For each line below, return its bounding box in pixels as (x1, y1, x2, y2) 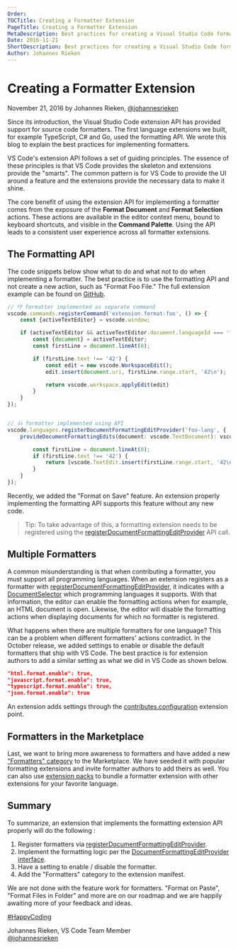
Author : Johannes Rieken (7, 50, 81, 57)
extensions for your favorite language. (7, 780, 119, 788)
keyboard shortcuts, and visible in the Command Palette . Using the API (7, 220, 216, 229)
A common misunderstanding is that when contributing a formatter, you (7, 567, 216, 576)
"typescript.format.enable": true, (7, 683, 113, 691)
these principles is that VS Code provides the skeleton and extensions (7, 161, 212, 170)
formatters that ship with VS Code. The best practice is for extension (7, 649, 208, 657)
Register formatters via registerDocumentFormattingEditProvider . (17, 840, 208, 848)
